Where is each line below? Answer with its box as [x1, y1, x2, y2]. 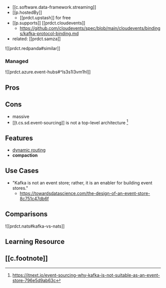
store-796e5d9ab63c [12, 277, 56, 283]
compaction [12, 152, 38, 158]
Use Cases [5, 167, 39, 175]
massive [12, 114, 30, 119]
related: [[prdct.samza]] [12, 36, 61, 42]
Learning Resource [5, 237, 65, 246]
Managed [5, 58, 29, 64]
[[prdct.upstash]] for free [19, 15, 71, 20]
